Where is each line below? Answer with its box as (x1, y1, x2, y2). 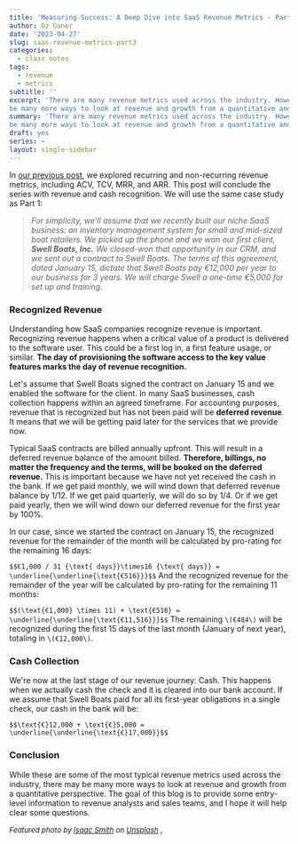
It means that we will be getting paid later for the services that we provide (9, 416, 278, 426)
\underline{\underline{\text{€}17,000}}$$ (9, 729, 169, 737)
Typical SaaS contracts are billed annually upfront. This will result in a (9, 442, 263, 453)
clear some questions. (9, 807, 90, 817)
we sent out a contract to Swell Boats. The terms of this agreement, (30, 252, 279, 263)
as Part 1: (9, 197, 43, 209)
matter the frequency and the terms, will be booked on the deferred (9, 461, 263, 472)
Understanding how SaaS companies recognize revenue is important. (9, 323, 263, 334)
